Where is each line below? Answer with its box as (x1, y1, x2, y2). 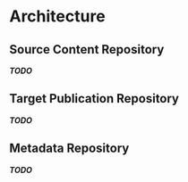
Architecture (9, 6, 106, 27)
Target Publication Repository (9, 91, 180, 106)
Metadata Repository (9, 141, 130, 156)
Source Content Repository (9, 42, 165, 57)
